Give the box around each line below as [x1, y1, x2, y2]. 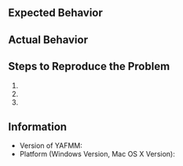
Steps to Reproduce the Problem [8, 60, 170, 73]
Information [8, 120, 68, 133]
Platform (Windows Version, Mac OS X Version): [19, 149, 175, 159]
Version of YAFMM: [19, 141, 82, 150]
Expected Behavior [8, 6, 104, 20]
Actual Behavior [8, 33, 89, 46]
